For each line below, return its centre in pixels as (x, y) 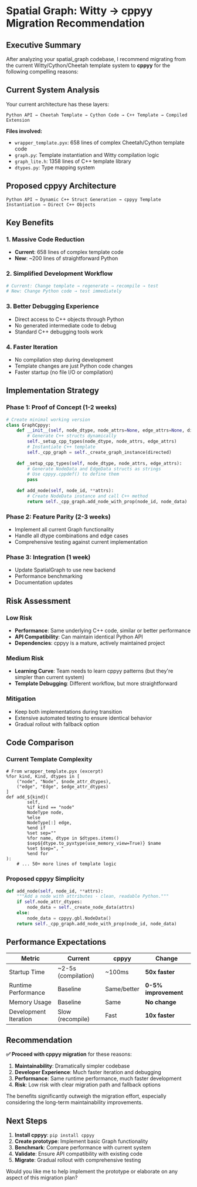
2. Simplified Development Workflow (60, 273)
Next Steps (27, 1121)
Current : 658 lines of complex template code (69, 252)
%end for (38, 854)
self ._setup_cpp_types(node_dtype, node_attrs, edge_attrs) (102, 442)
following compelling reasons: (42, 71)
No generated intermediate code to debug (65, 325)
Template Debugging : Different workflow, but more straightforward (96, 684)
